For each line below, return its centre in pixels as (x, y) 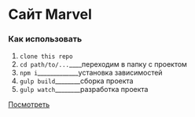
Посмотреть (29, 104)
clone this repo (46, 57)
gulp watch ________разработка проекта (84, 90)
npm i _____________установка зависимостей (91, 73)
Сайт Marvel (50, 15)
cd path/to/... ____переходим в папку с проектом (103, 64)
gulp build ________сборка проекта (76, 81)
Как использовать (45, 39)
